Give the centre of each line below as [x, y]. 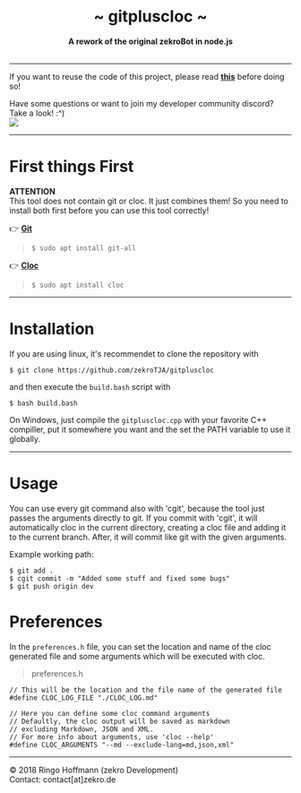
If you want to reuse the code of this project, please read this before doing [147, 76]
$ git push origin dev [52, 586]
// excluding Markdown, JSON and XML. [82, 729]
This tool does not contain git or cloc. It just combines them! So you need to [149, 201]
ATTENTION [32, 191]
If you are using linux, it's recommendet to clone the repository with [134, 353]
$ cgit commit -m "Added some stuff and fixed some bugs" [120, 578]
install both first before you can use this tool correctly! [109, 210]
